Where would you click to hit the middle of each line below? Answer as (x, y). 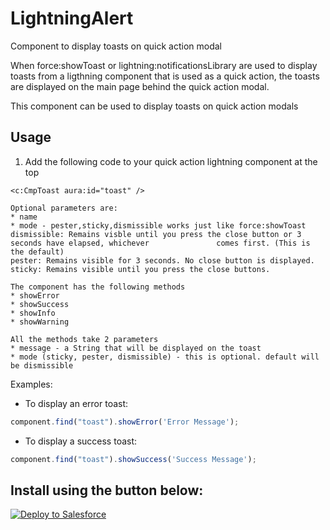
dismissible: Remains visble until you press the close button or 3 (156, 234)
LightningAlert (72, 18)
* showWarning (40, 322)
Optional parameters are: (64, 208)
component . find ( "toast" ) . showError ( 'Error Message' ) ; (125, 422)
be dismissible (42, 365)
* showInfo (33, 313)
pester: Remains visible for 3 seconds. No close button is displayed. (162, 260)
